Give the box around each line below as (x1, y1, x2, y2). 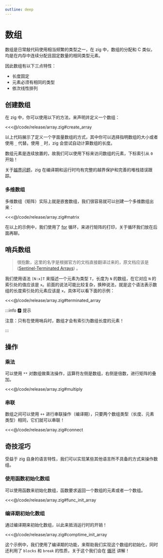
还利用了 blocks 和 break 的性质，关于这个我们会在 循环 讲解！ (5, 547, 130, 553)
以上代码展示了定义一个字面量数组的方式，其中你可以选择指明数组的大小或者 (5, 134, 158, 140)
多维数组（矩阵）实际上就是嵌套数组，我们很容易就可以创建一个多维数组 (5, 198, 149, 204)
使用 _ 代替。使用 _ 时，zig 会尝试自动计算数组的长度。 (5, 140, 115, 146)
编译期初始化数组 (5, 510, 45, 517)
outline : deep (5, 7, 34, 12)
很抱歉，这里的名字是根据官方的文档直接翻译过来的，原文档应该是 (16, 259, 149, 265)
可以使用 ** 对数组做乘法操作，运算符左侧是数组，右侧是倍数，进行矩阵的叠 (5, 370, 157, 376)
